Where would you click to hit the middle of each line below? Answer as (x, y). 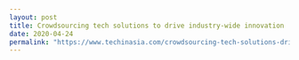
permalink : (29, 42)
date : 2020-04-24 (41, 34)
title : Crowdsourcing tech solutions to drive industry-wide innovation (147, 26)
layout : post (33, 17)
